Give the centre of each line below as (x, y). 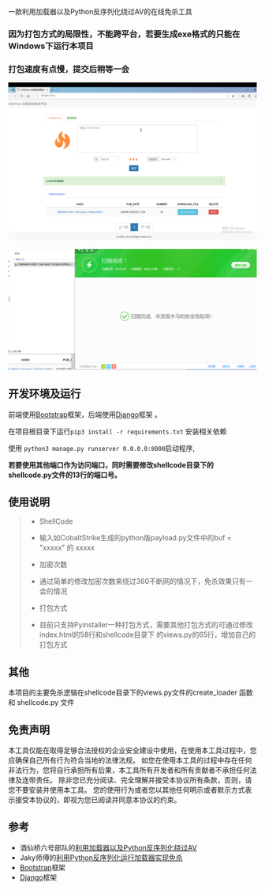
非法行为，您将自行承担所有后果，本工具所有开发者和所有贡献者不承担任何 (129, 771)
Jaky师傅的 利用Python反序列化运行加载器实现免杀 (101, 858)
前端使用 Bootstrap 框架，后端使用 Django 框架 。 (85, 415)
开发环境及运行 (45, 394)
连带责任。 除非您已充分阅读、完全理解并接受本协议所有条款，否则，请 (137, 780)
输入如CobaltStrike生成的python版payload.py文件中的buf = (135, 538)
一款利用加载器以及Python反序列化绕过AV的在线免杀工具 (100, 11)
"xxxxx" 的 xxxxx (67, 547)
